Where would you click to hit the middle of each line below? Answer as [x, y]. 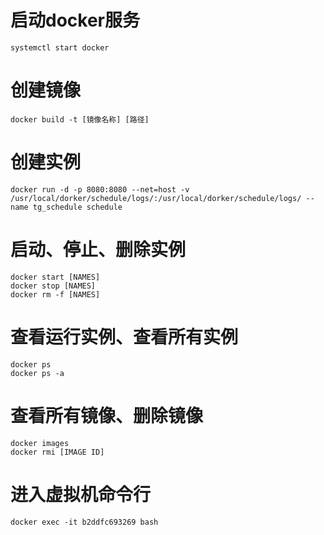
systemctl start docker [60, 47]
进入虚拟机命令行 [81, 494]
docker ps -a [37, 373]
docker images [40, 443]
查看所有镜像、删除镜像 [107, 415]
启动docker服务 [75, 20]
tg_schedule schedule [77, 207]
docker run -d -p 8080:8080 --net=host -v [100, 189]
